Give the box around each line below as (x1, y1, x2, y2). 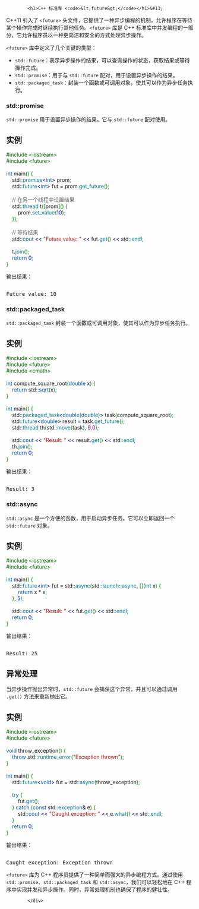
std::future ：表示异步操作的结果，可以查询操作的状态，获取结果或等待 (14, 57, 190, 64)
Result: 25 (6, 650, 38, 657)
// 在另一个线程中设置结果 (11, 196, 75, 203)
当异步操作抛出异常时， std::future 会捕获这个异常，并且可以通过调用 (6, 686, 178, 693)
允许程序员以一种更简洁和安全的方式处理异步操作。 (21, 31, 147, 39)
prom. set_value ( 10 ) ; (17, 209, 66, 216)
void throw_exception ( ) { (6, 747, 67, 754)
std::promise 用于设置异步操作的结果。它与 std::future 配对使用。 (6, 116, 171, 123)
